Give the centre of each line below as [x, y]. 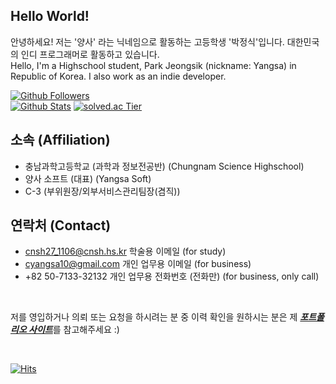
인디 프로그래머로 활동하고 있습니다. [90, 54]
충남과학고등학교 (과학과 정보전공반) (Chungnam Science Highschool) [164, 166]
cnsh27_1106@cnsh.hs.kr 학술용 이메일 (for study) [125, 251]
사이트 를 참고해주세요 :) [74, 330]
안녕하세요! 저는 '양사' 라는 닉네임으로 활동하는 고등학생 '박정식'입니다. [147, 41]
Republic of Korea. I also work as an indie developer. [118, 76]
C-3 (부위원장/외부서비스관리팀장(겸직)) [102, 191]
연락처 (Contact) [61, 225]
